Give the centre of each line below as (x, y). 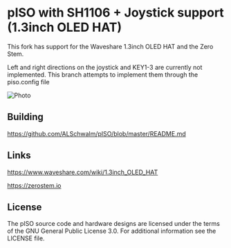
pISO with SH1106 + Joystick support (116, 13)
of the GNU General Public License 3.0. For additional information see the (112, 231)
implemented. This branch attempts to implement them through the (103, 75)
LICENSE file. (26, 238)
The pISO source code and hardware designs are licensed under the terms (113, 224)
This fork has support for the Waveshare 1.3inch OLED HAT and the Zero (110, 46)
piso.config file (28, 82)
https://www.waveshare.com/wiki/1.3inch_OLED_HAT (83, 172)
